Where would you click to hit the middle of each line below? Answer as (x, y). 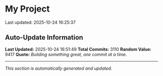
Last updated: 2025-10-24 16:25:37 (41, 22)
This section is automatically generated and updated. (59, 68)
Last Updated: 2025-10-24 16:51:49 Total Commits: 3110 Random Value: (78, 49)
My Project (27, 9)
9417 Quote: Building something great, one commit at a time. (66, 54)
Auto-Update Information (44, 38)
